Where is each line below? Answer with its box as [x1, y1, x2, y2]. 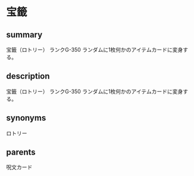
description [6, 71, 50, 81]
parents [6, 147, 36, 158]
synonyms [6, 113, 46, 123]
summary [6, 29, 43, 39]
